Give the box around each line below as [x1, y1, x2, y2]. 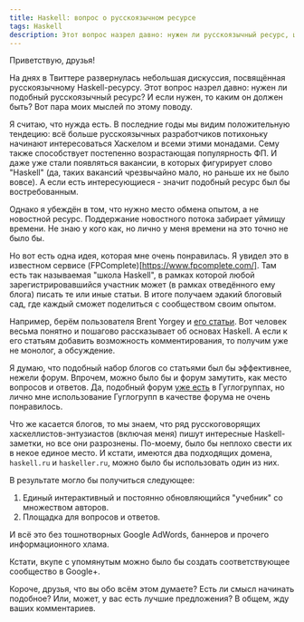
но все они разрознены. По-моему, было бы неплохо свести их [45, 438, 292, 449]
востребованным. [9, 187, 79, 198]
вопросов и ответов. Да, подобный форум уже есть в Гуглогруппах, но [9, 382, 285, 393]
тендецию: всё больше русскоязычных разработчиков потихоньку [9, 129, 269, 140]
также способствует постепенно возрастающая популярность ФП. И [9, 148, 278, 159]
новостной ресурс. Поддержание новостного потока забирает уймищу [9, 214, 286, 225]
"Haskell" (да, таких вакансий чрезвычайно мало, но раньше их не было [9, 167, 290, 178]
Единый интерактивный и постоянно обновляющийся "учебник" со [22, 492, 283, 503]
